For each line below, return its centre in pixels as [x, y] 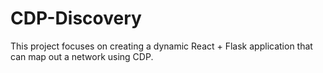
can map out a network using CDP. [82, 56]
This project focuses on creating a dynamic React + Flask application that [161, 46]
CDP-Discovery [76, 18]
